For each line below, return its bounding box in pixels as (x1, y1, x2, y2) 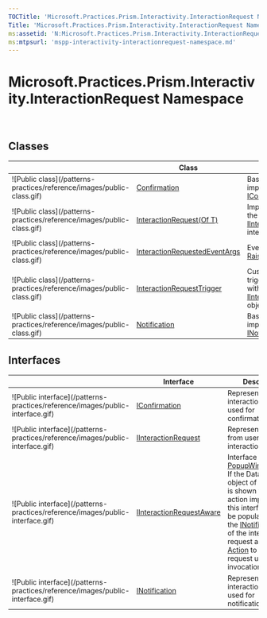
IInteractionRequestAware (136, 507, 221, 516)
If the (227, 469, 245, 479)
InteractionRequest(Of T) (136, 214, 219, 224)
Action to (227, 545, 257, 555)
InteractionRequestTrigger (136, 283, 222, 293)
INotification (136, 586, 176, 596)
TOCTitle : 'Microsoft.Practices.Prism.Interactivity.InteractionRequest (8, 13, 254, 21)
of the (227, 528, 247, 538)
